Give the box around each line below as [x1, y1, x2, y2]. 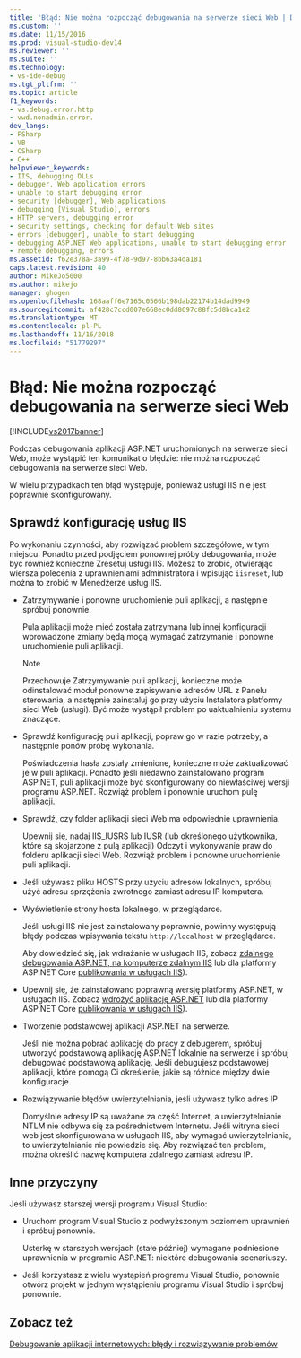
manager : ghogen [9, 288, 70, 297]
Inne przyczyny [9, 1174, 99, 1189]
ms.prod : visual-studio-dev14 [9, 38, 123, 48]
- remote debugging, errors [9, 247, 115, 256]
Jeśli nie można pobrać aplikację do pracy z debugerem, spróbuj [21, 1038, 262, 1049]
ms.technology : [9, 64, 66, 73]
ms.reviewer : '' [9, 47, 70, 56]
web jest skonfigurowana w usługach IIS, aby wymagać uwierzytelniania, [21, 1129, 292, 1140]
